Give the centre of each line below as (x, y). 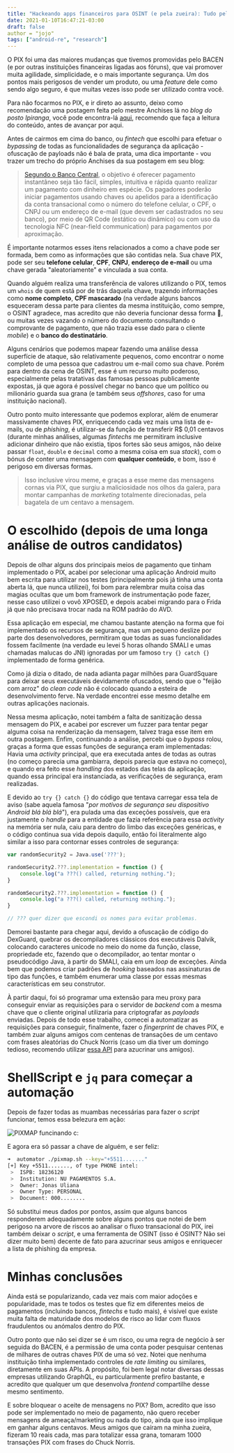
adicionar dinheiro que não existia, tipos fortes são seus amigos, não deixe (114, 444)
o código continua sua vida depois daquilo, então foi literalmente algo (107, 835)
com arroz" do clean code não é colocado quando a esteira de (97, 689)
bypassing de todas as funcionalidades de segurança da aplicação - (106, 146)
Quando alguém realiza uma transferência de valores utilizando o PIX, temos (117, 283)
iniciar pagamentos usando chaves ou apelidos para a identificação (121, 197)
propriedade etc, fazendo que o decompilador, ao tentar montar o (101, 954)
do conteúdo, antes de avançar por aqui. (65, 125)
